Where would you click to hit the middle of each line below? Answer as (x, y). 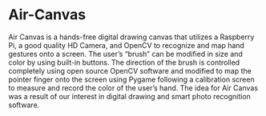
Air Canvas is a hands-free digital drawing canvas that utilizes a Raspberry (131, 37)
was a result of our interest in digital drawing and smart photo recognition (129, 96)
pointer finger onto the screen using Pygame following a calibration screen (131, 79)
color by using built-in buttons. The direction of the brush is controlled (124, 62)
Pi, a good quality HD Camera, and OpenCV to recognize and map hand (126, 45)
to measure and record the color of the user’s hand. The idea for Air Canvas (133, 88)
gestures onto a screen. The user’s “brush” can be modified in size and (125, 54)
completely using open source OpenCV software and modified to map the (130, 70)
